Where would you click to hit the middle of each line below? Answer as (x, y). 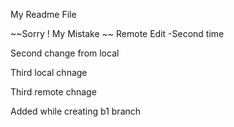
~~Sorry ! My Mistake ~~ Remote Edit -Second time (117, 33)
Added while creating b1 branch (76, 111)
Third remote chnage (53, 92)
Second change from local (65, 53)
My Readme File (43, 14)
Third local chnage (49, 72)
